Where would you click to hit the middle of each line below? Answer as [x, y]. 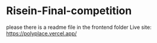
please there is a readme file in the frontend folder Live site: [79, 27]
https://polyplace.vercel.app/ [41, 33]
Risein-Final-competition [69, 11]
